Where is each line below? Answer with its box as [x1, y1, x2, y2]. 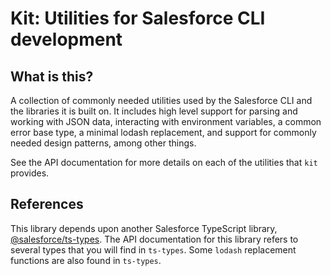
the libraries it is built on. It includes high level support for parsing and [10, 105, 298, 117]
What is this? [10, 68, 94, 85]
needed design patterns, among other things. [10, 137, 197, 149]
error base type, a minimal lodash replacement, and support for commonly [10, 127, 317, 138]
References [10, 196, 84, 213]
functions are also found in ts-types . [10, 254, 162, 266]
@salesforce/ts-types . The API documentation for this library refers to [10, 233, 299, 245]
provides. [10, 167, 50, 179]
